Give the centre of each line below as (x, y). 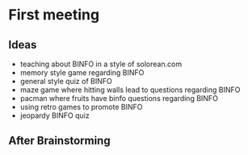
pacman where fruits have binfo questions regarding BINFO (119, 98)
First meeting (54, 15)
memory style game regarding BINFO (82, 73)
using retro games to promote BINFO (81, 107)
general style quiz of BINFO (66, 81)
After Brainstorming (59, 141)
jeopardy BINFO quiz (55, 115)
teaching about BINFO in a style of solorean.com (101, 64)
